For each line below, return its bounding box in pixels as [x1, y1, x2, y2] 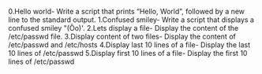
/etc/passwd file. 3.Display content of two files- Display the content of [8, 31, 237, 41]
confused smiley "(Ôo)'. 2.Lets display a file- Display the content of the [8, 24, 239, 32]
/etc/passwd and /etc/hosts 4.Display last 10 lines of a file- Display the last [8, 40, 251, 50]
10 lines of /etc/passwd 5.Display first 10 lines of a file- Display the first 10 [8, 49, 248, 57]
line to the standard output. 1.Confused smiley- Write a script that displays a [8, 15, 255, 24]
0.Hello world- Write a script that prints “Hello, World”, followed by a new [8, 7, 245, 16]
